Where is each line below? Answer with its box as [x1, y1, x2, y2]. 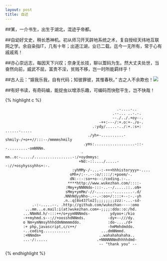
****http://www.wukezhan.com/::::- [67, 180, 142, 185]
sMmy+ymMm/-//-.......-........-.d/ [65, 189, 142, 194]
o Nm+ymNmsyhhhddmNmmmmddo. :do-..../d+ [23, 220, 133, 225]
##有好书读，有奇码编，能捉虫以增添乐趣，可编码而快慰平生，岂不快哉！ [5, 87, 155, 93]
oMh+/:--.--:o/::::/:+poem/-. [69, 172, 133, 177]
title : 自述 [5, 12, 28, 17]
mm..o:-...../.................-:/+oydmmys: [5, 155, 99, 160]
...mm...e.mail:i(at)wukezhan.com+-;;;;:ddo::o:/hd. [25, 207, 137, 212]
